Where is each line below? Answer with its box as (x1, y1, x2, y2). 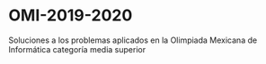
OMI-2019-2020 (8, 5, 133, 26)
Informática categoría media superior (8, 44, 146, 54)
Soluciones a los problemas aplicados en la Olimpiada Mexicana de (8, 35, 258, 45)
